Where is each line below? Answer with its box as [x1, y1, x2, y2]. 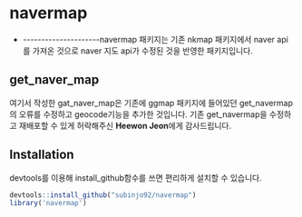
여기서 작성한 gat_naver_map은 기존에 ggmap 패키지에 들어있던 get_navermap [9, 97, 293, 108]
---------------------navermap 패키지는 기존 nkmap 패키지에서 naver [22, 34, 275, 44]
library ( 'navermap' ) [9, 199, 88, 208]
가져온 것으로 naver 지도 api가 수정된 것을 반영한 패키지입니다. [32, 44, 254, 56]
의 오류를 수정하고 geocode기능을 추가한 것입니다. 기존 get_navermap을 [9, 108, 268, 120]
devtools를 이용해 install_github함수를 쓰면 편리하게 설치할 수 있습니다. [9, 172, 263, 183]
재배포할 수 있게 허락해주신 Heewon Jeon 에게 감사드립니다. [18, 120, 232, 131]
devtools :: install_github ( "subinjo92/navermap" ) [9, 190, 197, 200]
